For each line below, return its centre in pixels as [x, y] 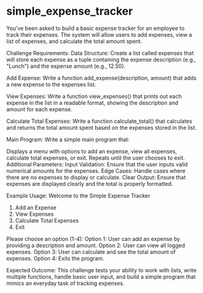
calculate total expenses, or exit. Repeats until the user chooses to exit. [96, 158]
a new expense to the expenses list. [51, 84]
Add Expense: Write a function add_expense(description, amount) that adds [101, 78]
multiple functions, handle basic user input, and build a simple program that [101, 276]
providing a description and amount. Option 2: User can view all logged [96, 245]
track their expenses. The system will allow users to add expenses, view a [99, 34]
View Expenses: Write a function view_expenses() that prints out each [94, 96]
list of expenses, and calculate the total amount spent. [74, 41]
